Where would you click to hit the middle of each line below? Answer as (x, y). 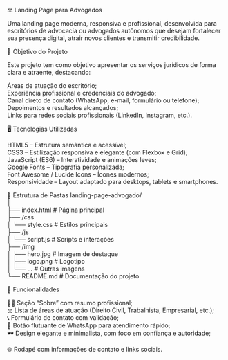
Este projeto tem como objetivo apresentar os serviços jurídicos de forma (112, 65)
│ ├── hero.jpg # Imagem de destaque (63, 254)
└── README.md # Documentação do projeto (73, 276)
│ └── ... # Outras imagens (46, 269)
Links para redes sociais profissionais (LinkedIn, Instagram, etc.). (99, 115)
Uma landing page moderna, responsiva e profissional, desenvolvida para (112, 23)
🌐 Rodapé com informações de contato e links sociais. (85, 349)
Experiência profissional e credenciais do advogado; (82, 93)
